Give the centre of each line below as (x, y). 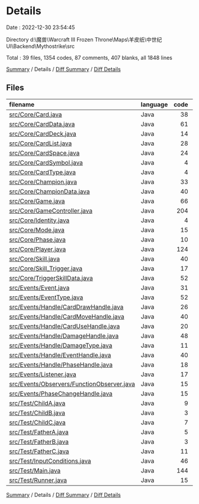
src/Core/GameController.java (51, 210)
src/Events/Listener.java (43, 374)
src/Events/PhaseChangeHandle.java (61, 393)
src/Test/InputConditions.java (50, 461)
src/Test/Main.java (35, 470)
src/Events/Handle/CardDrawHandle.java (66, 307)
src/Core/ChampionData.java (49, 191)
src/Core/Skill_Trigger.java (46, 268)
